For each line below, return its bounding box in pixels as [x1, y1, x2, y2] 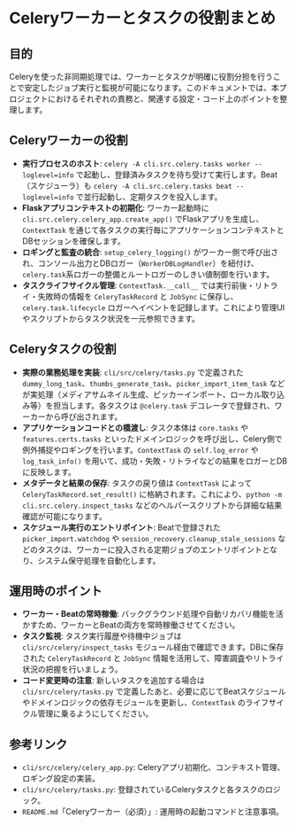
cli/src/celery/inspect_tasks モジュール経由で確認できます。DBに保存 [21, 642, 285, 652]
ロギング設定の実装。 [21, 773, 100, 784]
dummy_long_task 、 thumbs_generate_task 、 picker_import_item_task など [21, 377, 285, 388]
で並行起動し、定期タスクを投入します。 [75, 191, 223, 202]
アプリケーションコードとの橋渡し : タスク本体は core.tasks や [21, 422, 249, 432]
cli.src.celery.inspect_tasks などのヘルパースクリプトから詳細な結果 [21, 500, 283, 510]
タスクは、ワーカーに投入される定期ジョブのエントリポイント [37, 544, 262, 555]
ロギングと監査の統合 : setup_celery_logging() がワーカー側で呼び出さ [21, 246, 279, 257]
